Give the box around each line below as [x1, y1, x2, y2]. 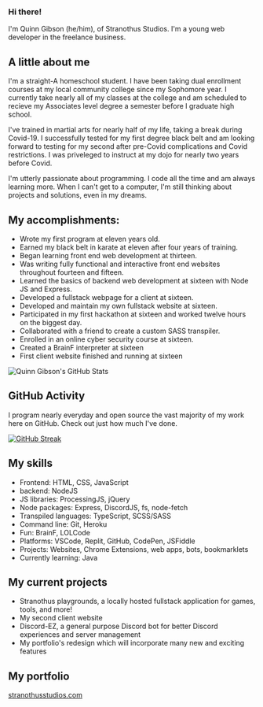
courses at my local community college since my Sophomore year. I [8, 85, 228, 94]
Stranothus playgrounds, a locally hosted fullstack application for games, [19, 597, 256, 606]
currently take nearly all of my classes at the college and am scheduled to [8, 93, 247, 102]
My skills [8, 457, 53, 470]
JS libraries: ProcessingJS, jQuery [19, 494, 130, 504]
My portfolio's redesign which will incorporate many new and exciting [19, 639, 245, 648]
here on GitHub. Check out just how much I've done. [8, 418, 178, 428]
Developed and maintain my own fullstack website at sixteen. [19, 301, 217, 310]
